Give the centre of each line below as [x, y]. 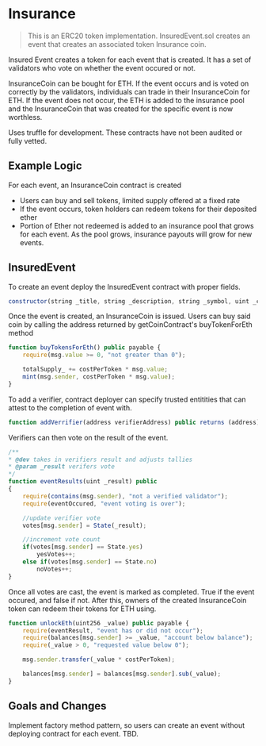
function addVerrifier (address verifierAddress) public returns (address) [134, 422]
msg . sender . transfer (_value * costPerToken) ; [99, 659]
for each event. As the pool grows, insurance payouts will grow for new [136, 234]
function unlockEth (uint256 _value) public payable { [99, 623]
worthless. [25, 117]
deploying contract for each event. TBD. [73, 733]
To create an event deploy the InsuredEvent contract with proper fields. [125, 286]
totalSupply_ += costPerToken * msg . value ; [95, 370]
